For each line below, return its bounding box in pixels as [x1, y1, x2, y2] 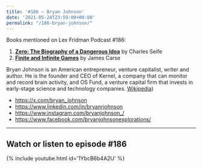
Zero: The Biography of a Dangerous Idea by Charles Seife [14, 48, 162, 55]
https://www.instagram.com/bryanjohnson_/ [14, 109, 124, 117]
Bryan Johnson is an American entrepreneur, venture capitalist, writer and [6, 66, 189, 73]
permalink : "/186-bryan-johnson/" [6, 20, 93, 26]
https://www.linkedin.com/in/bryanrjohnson [14, 103, 123, 110]
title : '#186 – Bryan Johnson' [6, 8, 85, 15]
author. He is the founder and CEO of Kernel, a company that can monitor [6, 73, 188, 80]
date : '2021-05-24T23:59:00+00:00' [6, 14, 96, 20]
